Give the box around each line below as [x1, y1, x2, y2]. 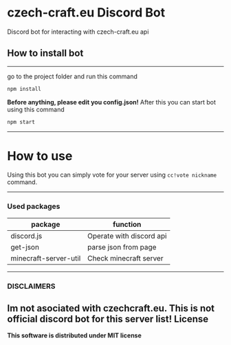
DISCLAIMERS [7, 281, 56, 291]
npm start [7, 118, 36, 125]
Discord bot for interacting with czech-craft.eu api [7, 27, 149, 36]
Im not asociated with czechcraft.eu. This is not [7, 302, 215, 314]
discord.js [10, 231, 43, 241]
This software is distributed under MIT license [7, 331, 142, 340]
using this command [7, 105, 65, 113]
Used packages [7, 201, 60, 211]
